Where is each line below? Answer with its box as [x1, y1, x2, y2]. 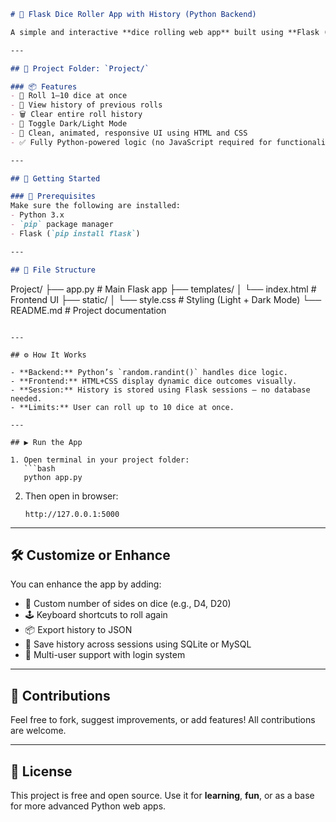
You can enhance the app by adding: [10, 578, 162, 590]
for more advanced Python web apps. [10, 800, 167, 812]
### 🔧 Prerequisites [10, 191, 97, 202]
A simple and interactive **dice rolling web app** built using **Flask [10, 27, 320, 37]
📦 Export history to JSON [24, 624, 133, 636]
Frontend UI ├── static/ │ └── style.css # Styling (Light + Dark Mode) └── [10, 293, 322, 305]
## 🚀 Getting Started [10, 173, 101, 184]
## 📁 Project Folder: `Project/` [10, 63, 150, 74]
